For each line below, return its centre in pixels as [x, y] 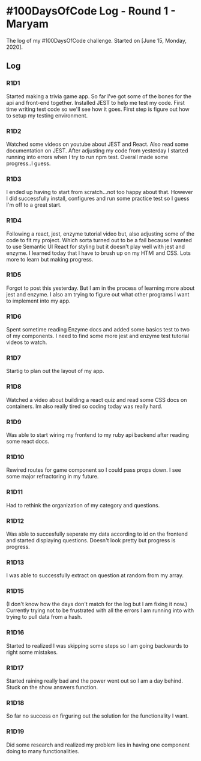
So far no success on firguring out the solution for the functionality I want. [97, 716]
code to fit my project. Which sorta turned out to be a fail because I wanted [99, 240]
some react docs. [28, 441]
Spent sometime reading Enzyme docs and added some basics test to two [98, 330]
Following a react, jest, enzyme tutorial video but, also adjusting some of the [100, 234]
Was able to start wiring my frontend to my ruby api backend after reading [97, 435]
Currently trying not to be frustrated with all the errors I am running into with [100, 610]
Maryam [28, 24]
